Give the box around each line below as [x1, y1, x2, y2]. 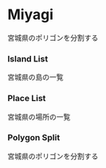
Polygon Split [7, 132, 61, 143]
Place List [7, 93, 46, 104]
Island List [7, 53, 49, 64]
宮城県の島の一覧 [7, 72, 64, 82]
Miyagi [7, 6, 53, 24]
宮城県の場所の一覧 [7, 111, 71, 121]
